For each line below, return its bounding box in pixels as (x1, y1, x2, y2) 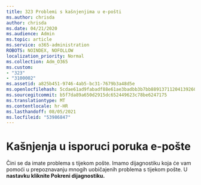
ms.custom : (6, 64, 33, 70)
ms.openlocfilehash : (6, 87, 58, 92)
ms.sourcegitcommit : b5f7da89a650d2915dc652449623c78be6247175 (6, 92, 167, 98)
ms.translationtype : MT (6, 97, 66, 103)
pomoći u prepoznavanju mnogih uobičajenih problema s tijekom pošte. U (6, 166, 188, 173)
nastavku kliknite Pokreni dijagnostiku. (6, 172, 105, 180)
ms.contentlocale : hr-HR (6, 103, 68, 109)
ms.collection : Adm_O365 (6, 58, 68, 64)
